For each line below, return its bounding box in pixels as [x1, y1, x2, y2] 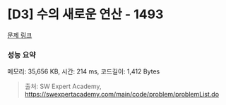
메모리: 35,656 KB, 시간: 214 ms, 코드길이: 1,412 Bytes [7, 67, 160, 76]
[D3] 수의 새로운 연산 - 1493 [7, 6, 164, 22]
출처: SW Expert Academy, [24, 82, 102, 91]
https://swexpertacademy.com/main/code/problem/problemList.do [24, 90, 220, 99]
